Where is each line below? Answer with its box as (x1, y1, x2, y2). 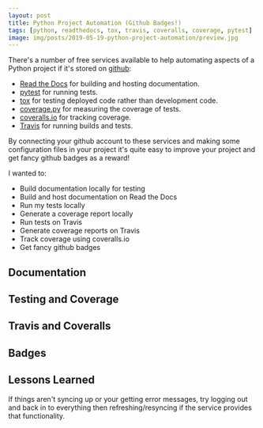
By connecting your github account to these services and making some (8, 136, 241, 146)
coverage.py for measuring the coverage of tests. (19, 104, 182, 114)
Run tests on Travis (19, 218, 83, 227)
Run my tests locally (19, 201, 85, 210)
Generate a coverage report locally (19, 209, 133, 218)
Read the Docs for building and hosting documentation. (19, 79, 200, 89)
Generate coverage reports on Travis (19, 226, 141, 236)
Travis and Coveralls (8, 320, 111, 333)
